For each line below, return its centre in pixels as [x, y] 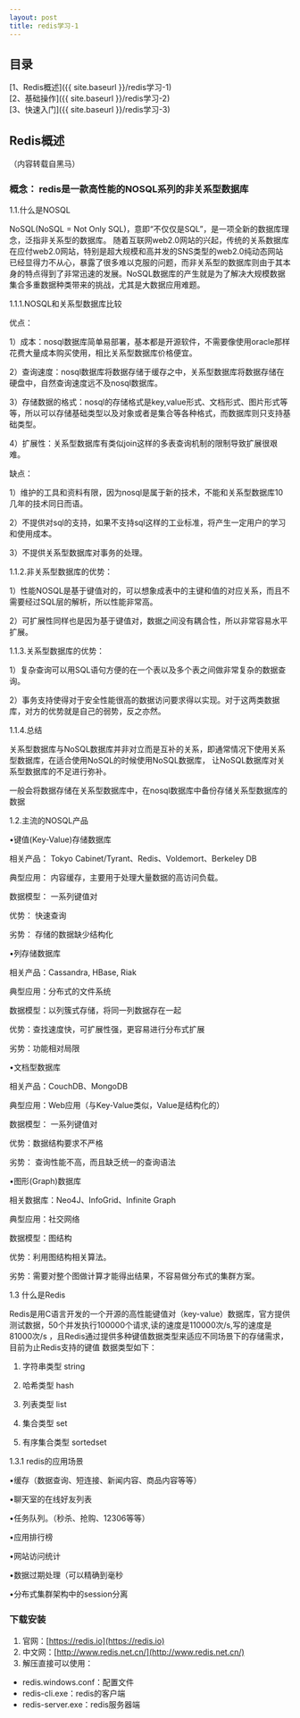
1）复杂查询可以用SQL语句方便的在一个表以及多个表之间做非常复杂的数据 [144, 670]
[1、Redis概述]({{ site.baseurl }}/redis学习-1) [91, 88]
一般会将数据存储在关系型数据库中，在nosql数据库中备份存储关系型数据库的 [149, 790]
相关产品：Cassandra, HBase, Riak [73, 972]
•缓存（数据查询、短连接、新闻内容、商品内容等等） [105, 1480]
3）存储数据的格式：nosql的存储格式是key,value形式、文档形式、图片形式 [145, 402]
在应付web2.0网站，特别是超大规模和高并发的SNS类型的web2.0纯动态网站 [146, 252]
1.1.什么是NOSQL [40, 210]
